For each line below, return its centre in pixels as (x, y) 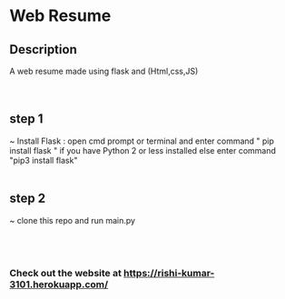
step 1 (26, 119)
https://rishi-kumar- (169, 273)
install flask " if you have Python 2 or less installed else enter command (143, 150)
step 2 (28, 199)
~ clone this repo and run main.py (73, 220)
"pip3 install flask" (44, 160)
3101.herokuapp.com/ (59, 284)
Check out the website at (66, 273)
